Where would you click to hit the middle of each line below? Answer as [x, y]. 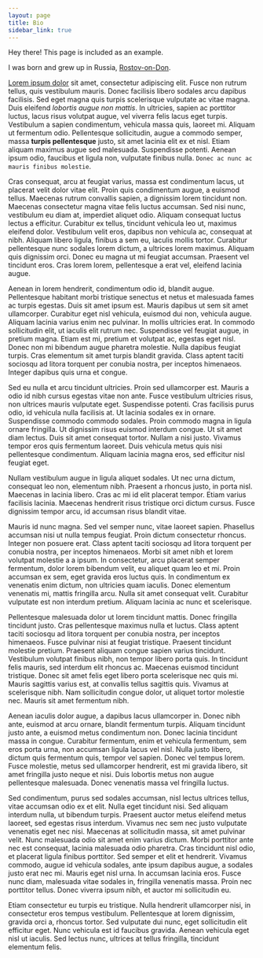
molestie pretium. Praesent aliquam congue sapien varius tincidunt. [117, 650]
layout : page [29, 15]
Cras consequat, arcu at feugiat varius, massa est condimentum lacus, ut [126, 182]
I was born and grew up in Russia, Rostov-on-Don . [89, 68]
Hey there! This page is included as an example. [86, 53]
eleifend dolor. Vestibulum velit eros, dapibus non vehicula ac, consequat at [130, 232]
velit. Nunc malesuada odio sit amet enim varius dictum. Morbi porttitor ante [131, 840]
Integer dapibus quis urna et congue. [68, 372]
